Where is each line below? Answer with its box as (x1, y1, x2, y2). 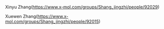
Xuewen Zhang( (5, 14, 38, 19)
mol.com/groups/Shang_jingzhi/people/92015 (5, 19, 99, 24)
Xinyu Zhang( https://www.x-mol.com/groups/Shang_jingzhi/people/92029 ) (5, 4, 160, 10)
